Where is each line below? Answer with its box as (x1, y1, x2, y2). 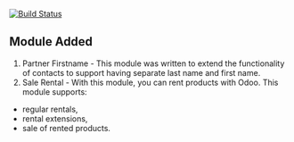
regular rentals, (21, 104, 78, 114)
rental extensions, (21, 113, 88, 124)
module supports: (21, 86, 87, 97)
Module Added (9, 34, 94, 49)
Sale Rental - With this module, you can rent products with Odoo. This (21, 77, 279, 88)
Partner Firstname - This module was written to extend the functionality (21, 58, 285, 69)
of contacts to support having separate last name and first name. (21, 67, 261, 78)
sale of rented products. (21, 122, 111, 133)
